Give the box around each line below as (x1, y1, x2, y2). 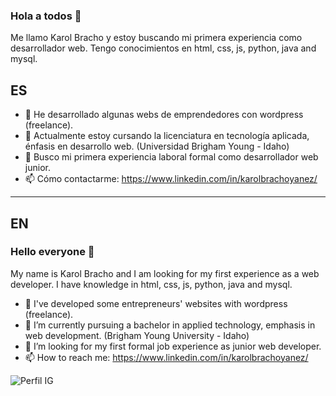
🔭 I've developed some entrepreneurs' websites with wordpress (24, 297, 288, 309)
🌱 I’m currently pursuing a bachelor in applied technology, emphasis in (24, 319, 316, 331)
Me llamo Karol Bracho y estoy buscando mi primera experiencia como (10, 32, 303, 44)
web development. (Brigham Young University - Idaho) (24, 329, 250, 341)
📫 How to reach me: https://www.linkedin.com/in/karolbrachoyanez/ (24, 351, 309, 363)
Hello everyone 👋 (10, 245, 95, 259)
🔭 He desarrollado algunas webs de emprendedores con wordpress (24, 109, 304, 121)
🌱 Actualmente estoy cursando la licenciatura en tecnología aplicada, (24, 130, 310, 142)
